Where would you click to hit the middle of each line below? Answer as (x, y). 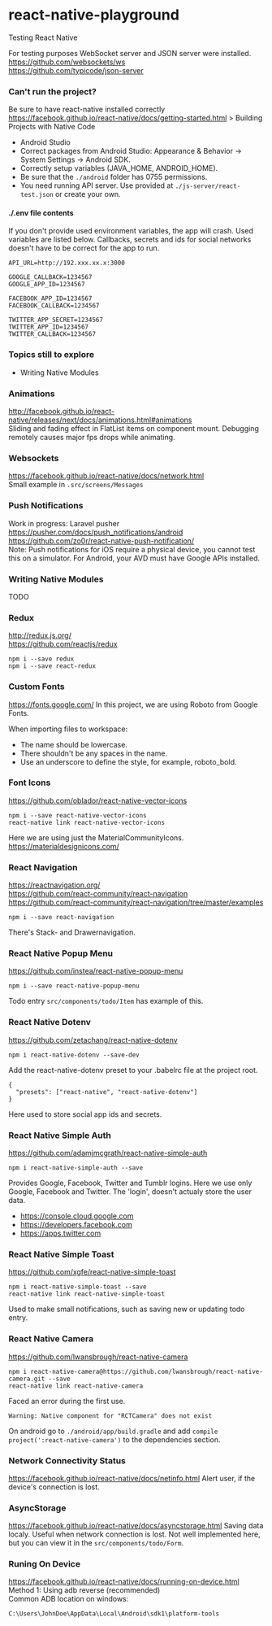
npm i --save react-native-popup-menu (74, 986)
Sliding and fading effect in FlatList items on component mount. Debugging (134, 429)
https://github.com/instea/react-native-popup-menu (96, 971)
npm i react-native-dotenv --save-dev (74, 1055)
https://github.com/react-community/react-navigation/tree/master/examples (136, 902)
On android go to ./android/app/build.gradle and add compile (113, 1431)
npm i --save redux (41, 659)
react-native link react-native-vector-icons (86, 822)
